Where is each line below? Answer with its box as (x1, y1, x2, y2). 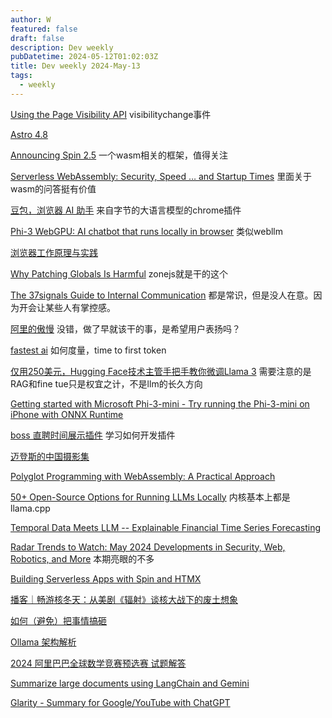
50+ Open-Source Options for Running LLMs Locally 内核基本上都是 (10, 491, 291, 503)
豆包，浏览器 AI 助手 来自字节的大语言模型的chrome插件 (10, 204, 242, 216)
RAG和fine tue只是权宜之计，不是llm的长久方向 (10, 377, 203, 390)
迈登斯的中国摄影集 (10, 450, 90, 462)
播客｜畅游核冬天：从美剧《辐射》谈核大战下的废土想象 (10, 593, 238, 605)
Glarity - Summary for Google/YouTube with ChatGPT (10, 696, 231, 708)
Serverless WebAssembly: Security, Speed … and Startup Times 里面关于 (10, 170, 313, 182)
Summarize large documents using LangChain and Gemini (10, 677, 250, 689)
